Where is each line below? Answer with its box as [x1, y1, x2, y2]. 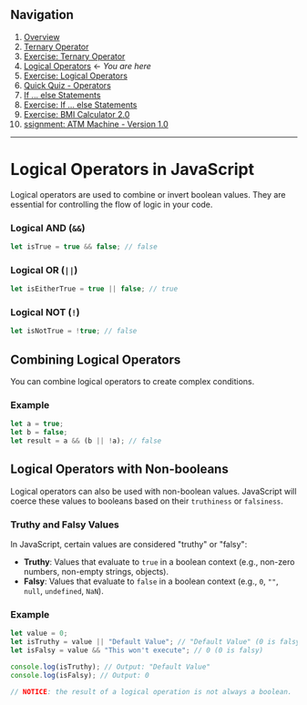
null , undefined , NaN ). [23, 586, 104, 597]
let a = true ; [10, 419, 65, 429]
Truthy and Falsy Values [10, 518, 119, 531]
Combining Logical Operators [10, 352, 181, 367]
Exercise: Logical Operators [23, 70, 128, 81]
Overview [23, 31, 60, 42]
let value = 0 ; [10, 628, 68, 639]
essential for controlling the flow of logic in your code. [10, 199, 213, 209]
